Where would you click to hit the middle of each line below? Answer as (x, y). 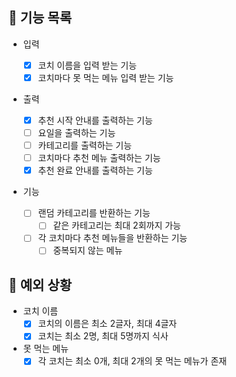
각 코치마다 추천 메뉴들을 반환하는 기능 (112, 238)
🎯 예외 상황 (40, 284)
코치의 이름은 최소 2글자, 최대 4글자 (107, 324)
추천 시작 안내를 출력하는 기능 (95, 120)
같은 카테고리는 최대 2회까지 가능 (116, 225)
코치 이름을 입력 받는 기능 (87, 65)
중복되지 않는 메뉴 (87, 250)
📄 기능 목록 (40, 18)
